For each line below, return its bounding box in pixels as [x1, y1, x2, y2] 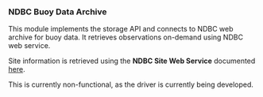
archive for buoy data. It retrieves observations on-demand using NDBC [8, 32, 244, 42]
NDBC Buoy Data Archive [8, 6, 107, 17]
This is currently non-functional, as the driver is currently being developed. [8, 80, 254, 89]
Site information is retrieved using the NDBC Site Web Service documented [8, 56, 256, 65]
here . [8, 65, 25, 74]
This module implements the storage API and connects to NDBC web [8, 24, 234, 34]
